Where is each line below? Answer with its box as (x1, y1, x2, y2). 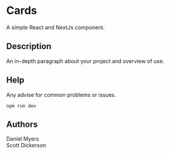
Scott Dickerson (6, 142, 47, 149)
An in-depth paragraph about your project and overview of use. (6, 57, 165, 64)
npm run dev (6, 102, 36, 109)
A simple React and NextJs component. (6, 24, 105, 31)
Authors (6, 119, 38, 129)
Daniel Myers (6, 135, 39, 142)
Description (6, 41, 51, 52)
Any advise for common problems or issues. (6, 91, 117, 98)
